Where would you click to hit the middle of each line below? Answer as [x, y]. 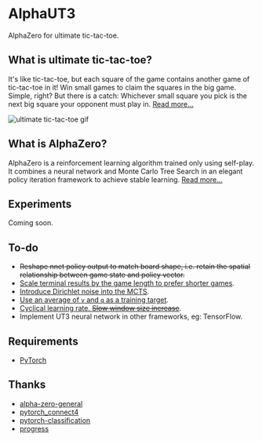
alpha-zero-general [51, 403]
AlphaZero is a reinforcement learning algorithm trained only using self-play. [131, 162]
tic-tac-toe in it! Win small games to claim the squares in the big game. [122, 87]
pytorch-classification [55, 420]
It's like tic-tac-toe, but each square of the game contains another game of [129, 78]
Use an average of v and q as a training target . [94, 300]
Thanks [27, 385]
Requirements [43, 341]
